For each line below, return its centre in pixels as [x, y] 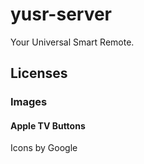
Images [29, 102]
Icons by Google [44, 148]
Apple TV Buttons [48, 125]
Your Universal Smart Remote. [72, 42]
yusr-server [61, 14]
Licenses [39, 73]
